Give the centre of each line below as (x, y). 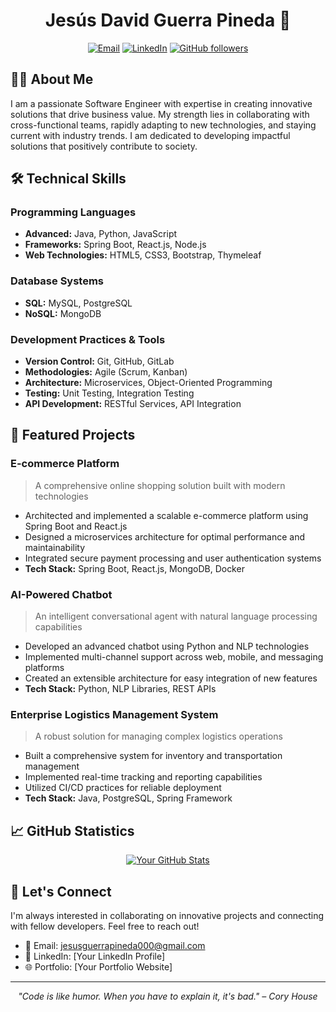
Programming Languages (73, 212)
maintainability (55, 547)
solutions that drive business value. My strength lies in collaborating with (160, 114)
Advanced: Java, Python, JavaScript (101, 234)
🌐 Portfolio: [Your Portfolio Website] (98, 966)
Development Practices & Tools (88, 339)
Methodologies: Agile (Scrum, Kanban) (106, 372)
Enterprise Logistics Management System (114, 714)
